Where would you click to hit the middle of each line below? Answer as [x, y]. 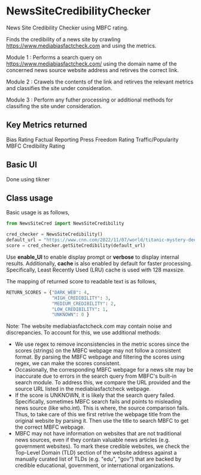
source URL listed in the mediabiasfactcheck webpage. [83, 389]
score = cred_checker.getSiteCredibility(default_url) [76, 246]
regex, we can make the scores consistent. [68, 363]
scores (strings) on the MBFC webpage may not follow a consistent [98, 351]
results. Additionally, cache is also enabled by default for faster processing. [99, 263]
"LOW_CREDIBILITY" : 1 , [80, 309]
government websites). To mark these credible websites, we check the [102, 446]
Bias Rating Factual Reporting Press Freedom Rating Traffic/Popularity [92, 139]
